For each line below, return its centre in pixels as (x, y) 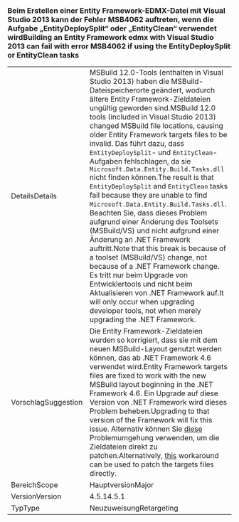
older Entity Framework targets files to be (158, 135)
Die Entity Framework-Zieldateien (146, 331)
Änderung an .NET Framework (140, 240)
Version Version (36, 496)
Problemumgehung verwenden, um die (154, 438)
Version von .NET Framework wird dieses (158, 403)
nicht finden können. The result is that (152, 178)
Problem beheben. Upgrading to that (149, 411)
